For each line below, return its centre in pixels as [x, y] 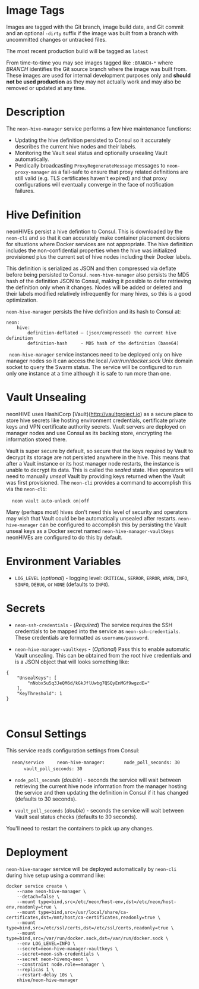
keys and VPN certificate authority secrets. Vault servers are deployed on [96, 426]
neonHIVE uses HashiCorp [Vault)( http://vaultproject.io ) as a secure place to [99, 414]
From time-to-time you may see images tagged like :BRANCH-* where [90, 63]
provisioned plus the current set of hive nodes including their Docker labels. [99, 256]
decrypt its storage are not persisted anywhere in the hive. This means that [98, 457]
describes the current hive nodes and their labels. [75, 146]
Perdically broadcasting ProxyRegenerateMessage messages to [90, 165]
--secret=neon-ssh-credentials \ [58, 954]
